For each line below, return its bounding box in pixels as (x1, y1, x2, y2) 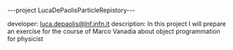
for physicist (7, 35, 44, 43)
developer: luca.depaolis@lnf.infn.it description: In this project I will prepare (7, 20, 227, 27)
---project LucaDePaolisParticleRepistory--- (7, 6, 136, 14)
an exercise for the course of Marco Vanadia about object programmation (7, 27, 220, 35)
